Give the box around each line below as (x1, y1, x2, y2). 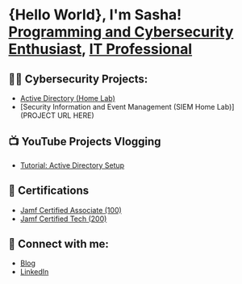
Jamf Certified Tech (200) (19, 214, 107, 223)
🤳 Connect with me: (8, 237, 109, 251)
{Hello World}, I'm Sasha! (8, 6, 182, 24)
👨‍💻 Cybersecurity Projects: (8, 72, 148, 86)
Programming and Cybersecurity (8, 23, 234, 41)
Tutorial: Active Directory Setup (19, 160, 125, 170)
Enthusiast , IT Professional (8, 40, 193, 58)
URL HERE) (57, 111, 94, 120)
